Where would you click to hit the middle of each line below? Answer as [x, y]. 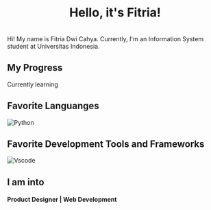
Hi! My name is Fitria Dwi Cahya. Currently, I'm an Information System [105, 38]
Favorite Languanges [53, 106]
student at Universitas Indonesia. [53, 46]
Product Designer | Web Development [62, 200]
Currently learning [33, 84]
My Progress [35, 68]
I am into [26, 182]
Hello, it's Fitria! [115, 13]
